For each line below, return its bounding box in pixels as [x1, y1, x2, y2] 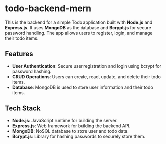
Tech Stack [5, 104, 41, 113]
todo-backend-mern [5, 3, 92, 14]
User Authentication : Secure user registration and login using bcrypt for [12, 63, 162, 69]
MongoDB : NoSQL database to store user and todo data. [12, 128, 129, 134]
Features [5, 50, 33, 58]
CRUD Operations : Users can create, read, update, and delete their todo [12, 73, 161, 80]
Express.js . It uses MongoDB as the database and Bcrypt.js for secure [5, 24, 152, 30]
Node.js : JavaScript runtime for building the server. [12, 117, 118, 123]
